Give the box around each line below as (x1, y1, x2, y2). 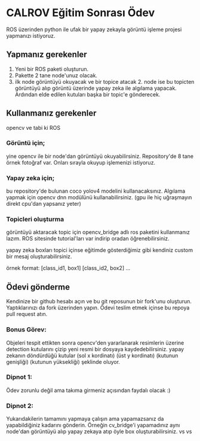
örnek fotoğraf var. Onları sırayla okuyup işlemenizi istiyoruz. (6, 159, 156, 166)
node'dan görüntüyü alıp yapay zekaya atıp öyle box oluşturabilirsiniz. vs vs (6, 428, 192, 435)
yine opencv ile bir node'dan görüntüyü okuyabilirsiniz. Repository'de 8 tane (6, 153, 194, 160)
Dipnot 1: (6, 373, 33, 381)
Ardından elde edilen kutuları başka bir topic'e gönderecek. (14, 90, 161, 98)
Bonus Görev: (6, 326, 47, 334)
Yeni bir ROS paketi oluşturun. (14, 65, 88, 72)
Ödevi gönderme (6, 282, 70, 292)
